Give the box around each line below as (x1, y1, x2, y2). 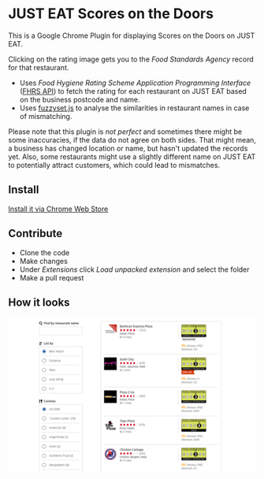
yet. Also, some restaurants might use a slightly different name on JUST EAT (8, 151, 256, 162)
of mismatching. (19, 111, 73, 121)
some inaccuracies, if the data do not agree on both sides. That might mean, (8, 135, 256, 144)
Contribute (8, 227, 63, 240)
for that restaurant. (8, 62, 69, 72)
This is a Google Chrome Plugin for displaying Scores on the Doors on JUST (8, 31, 255, 40)
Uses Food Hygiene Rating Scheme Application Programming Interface (19, 78, 251, 87)
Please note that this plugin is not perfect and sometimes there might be (8, 127, 243, 136)
